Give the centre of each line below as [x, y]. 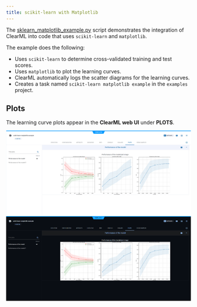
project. [24, 90]
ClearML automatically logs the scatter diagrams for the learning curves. [102, 77]
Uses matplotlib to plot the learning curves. [68, 71]
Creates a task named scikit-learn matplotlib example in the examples [101, 84]
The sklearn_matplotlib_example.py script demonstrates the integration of [95, 30]
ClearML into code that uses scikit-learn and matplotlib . [77, 36]
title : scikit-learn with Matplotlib [52, 12]
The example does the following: [45, 48]
